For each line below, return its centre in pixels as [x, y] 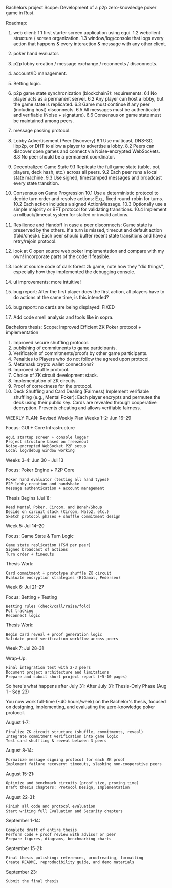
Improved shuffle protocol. [41, 370]
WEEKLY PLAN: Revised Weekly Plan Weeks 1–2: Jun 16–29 [69, 418]
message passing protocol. [42, 131]
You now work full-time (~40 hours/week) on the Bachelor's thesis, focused [86, 702]
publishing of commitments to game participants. [65, 348]
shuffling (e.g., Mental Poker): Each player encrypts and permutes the [87, 397]
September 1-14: [23, 821]
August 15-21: [20, 774]
